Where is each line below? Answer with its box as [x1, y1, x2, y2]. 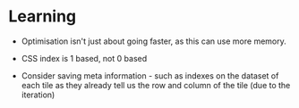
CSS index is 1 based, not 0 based [21, 53, 148, 63]
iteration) [21, 89, 56, 100]
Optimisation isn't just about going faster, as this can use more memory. [21, 36, 287, 46]
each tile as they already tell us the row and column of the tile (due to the [21, 79, 291, 90]
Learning [8, 6, 77, 27]
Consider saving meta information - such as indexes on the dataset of [21, 70, 279, 81]
